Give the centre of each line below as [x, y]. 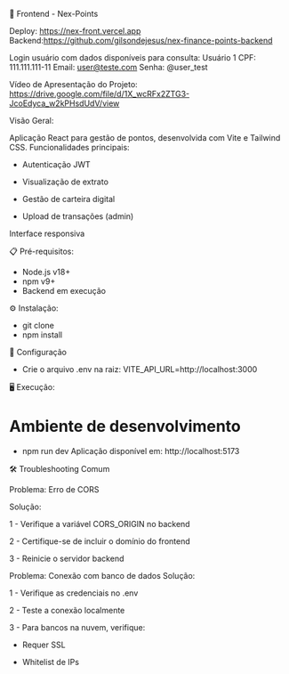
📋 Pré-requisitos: [41, 251]
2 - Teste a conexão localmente [67, 610]
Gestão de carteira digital [68, 199]
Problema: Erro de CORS [54, 489]
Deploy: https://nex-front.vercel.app [75, 31]
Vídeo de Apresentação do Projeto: [73, 84]
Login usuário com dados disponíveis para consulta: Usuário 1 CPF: [132, 57]
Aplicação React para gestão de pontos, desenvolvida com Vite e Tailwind [145, 138]
